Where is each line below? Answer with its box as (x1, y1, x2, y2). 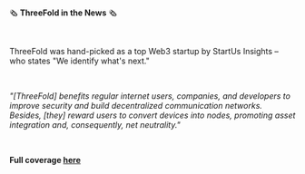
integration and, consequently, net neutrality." (9, 120, 182, 130)
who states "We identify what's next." (9, 55, 150, 66)
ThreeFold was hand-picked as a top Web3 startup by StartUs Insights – (9, 46, 280, 56)
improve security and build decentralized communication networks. (9, 101, 263, 111)
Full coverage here (9, 155, 82, 165)
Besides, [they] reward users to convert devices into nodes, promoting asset (9, 110, 296, 121)
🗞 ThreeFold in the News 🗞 (9, 7, 118, 18)
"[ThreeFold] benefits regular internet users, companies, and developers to (9, 91, 290, 101)
